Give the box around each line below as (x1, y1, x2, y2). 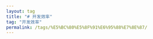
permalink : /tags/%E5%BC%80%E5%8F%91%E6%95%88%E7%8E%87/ (6, 24, 148, 30)
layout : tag (6, 8, 35, 14)
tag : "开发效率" (6, 19, 42, 25)
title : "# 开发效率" (6, 14, 53, 19)
